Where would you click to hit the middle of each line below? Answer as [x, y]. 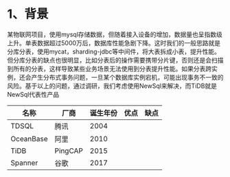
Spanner [24, 163]
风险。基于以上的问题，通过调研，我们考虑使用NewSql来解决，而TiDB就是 [112, 86]
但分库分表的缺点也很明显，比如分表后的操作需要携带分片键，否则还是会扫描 [115, 60]
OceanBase [29, 139]
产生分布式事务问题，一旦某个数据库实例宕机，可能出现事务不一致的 [127, 77]
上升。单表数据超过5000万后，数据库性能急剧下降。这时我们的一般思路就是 [114, 43]
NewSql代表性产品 [33, 94]
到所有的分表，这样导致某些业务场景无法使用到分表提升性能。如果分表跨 [109, 69]
